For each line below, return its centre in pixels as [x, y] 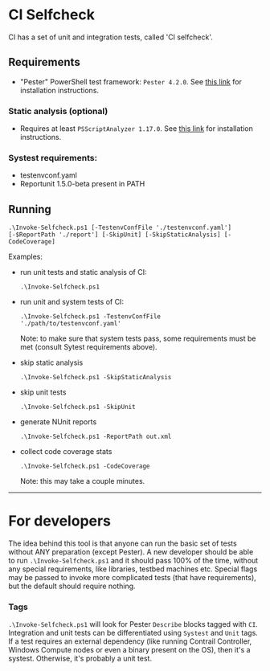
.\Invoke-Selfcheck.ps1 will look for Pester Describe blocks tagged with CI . [133, 624]
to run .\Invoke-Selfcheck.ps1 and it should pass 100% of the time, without [133, 561]
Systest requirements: [53, 158]
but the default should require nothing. [72, 586]
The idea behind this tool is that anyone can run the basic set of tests [123, 543]
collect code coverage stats [66, 452]
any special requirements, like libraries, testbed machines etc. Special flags [133, 569]
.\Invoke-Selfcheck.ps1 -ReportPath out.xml [96, 437]
